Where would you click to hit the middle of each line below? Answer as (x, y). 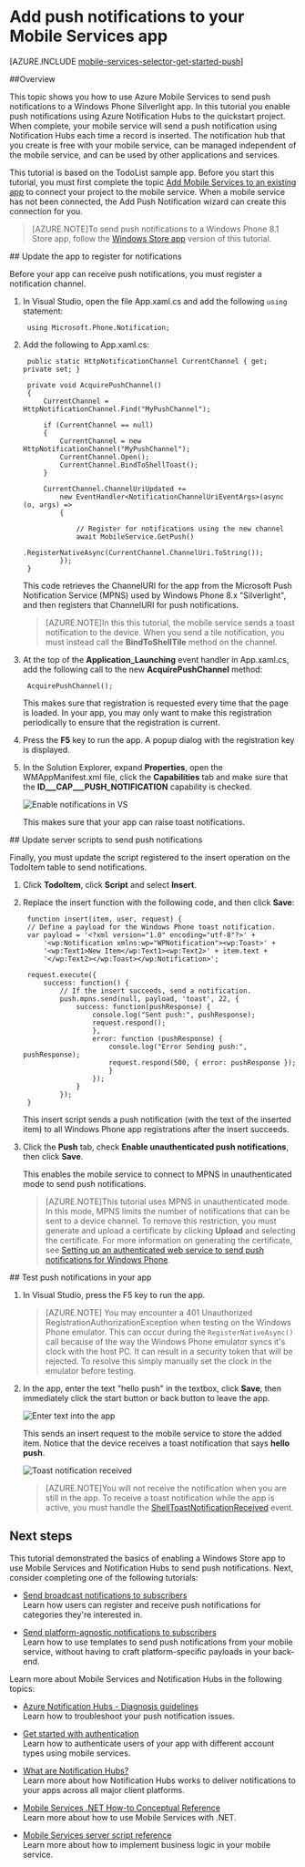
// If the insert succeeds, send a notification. (156, 991)
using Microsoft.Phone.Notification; (98, 327)
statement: (43, 311)
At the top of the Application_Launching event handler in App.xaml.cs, (156, 659)
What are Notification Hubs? (76, 1770)
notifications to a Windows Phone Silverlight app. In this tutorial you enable (150, 106)
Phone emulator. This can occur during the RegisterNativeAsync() (169, 1332)
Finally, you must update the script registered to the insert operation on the (150, 857)
